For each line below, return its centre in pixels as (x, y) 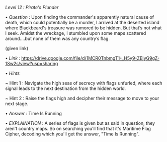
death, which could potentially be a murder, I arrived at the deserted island (82, 22)
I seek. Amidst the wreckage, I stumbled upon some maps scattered (76, 33)
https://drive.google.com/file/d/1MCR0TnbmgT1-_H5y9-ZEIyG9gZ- (91, 58)
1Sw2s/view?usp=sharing (32, 63)
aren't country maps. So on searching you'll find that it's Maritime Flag (78, 129)
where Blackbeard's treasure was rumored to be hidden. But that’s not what (83, 28)
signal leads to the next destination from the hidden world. (66, 88)
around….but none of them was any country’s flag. (57, 38)
